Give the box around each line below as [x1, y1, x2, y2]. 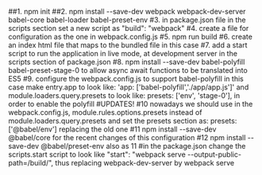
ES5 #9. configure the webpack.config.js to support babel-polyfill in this [8, 74, 244, 83]
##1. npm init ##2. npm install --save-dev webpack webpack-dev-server [8, 7, 246, 16]
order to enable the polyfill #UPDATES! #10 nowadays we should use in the [8, 99, 253, 108]
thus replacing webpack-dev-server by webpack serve [55, 158, 235, 167]
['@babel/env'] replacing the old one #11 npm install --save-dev [8, 124, 217, 134]
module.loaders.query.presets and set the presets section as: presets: [8, 116, 237, 125]
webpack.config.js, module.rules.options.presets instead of [8, 108, 202, 117]
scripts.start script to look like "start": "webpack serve [8, 150, 187, 159]
